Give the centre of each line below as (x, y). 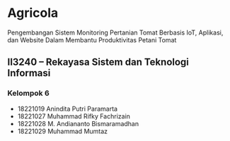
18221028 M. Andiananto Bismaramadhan (78, 123)
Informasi (29, 73)
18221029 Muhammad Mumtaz (63, 131)
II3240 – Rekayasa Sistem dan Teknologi (98, 62)
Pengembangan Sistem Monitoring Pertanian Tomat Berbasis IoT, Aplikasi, (115, 32)
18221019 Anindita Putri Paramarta (68, 109)
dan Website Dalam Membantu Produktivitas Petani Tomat (92, 39)
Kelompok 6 (28, 93)
